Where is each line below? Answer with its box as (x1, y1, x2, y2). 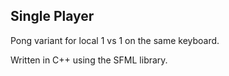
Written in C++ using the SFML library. (10, 54, 168, 66)
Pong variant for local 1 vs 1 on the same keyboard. (10, 34, 220, 46)
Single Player (10, 8, 95, 25)
